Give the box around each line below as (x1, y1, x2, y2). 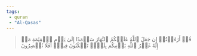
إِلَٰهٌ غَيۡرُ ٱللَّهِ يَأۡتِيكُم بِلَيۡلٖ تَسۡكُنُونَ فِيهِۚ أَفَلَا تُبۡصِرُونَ (20, 42, 159, 49)
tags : (6, 8, 20, 15)
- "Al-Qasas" (8, 19, 42, 25)
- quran (8, 14, 28, 20)
